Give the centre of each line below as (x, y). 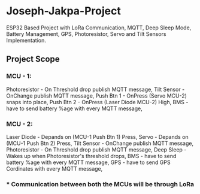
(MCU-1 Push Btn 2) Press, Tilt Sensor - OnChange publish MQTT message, (100, 143)
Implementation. (26, 40)
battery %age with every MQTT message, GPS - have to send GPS (88, 162)
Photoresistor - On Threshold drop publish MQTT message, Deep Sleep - (96, 149)
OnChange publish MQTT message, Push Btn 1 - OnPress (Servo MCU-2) (97, 96)
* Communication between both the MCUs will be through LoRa (100, 184)
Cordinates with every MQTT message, (54, 168)
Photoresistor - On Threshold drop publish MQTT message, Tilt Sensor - (96, 89)
